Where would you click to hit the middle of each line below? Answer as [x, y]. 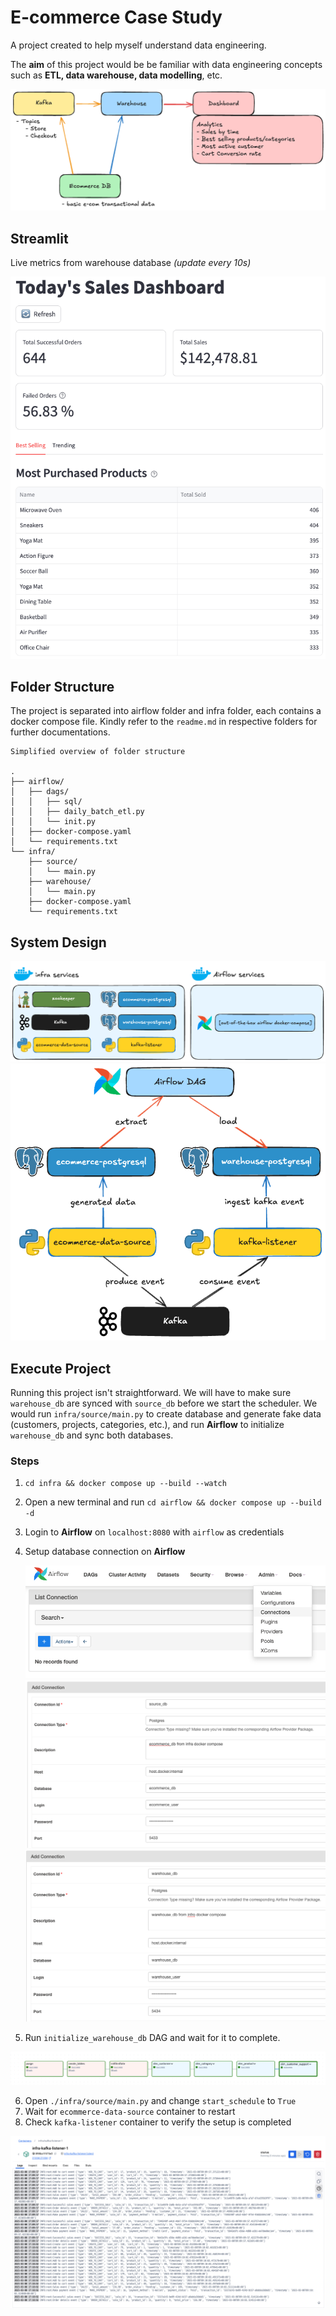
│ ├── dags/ [40, 792]
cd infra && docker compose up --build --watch [125, 1484]
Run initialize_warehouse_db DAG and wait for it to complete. [152, 2038]
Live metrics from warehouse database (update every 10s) [131, 263]
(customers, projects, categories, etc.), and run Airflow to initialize [147, 1424]
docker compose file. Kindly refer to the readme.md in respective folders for [164, 722]
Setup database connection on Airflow [105, 1552]
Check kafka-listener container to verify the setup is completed [158, 2122]
